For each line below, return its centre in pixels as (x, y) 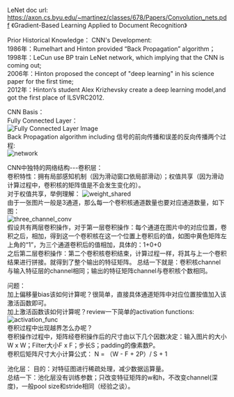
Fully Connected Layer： (42, 120)
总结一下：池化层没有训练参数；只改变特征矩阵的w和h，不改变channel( (110, 377)
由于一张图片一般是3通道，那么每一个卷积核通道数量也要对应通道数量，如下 (116, 202)
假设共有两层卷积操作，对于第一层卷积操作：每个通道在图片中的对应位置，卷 (117, 227)
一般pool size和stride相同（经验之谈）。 (78, 386)
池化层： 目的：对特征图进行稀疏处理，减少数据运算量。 (87, 369)
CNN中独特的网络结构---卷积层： (55, 168)
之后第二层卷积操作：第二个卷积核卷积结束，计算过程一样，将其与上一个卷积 (117, 253)
